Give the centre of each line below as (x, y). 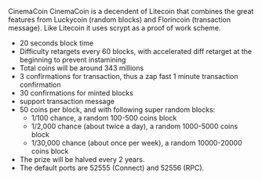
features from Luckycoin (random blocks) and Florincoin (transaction (120, 20)
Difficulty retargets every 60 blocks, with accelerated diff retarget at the (136, 51)
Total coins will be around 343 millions (82, 68)
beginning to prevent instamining (73, 59)
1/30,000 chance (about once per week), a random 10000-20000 (137, 143)
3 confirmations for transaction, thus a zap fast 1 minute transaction (129, 76)
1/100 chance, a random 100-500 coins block (104, 118)
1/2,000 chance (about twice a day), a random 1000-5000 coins (135, 126)
